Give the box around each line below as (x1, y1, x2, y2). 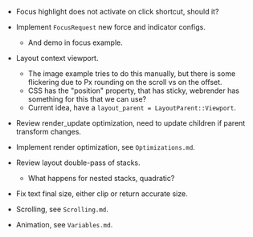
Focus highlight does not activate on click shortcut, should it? (15, 7, 219, 16)
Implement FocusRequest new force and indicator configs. (15, 22, 206, 31)
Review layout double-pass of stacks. (15, 158, 141, 167)
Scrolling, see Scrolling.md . (15, 204, 108, 214)
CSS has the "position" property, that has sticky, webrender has (27, 86, 239, 95)
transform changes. (15, 127, 82, 136)
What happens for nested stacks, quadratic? (27, 174, 175, 183)
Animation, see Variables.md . (15, 220, 113, 229)
